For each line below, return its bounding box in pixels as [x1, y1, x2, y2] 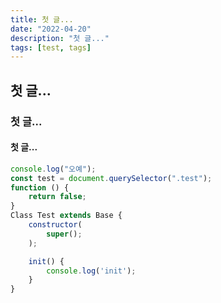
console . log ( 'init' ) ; [46, 266, 137, 276]
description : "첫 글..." [10, 33, 110, 43]
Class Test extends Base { [10, 211, 123, 221]
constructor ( [28, 220, 83, 230]
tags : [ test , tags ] [10, 42, 92, 53]
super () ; [46, 229, 83, 239]
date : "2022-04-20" [10, 24, 92, 34]
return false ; [28, 192, 87, 202]
